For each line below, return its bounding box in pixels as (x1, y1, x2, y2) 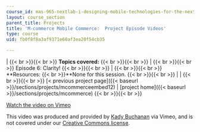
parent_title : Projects (6, 20, 65, 26)
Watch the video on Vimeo (6, 102, 71, 108)
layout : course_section (6, 14, 65, 20)
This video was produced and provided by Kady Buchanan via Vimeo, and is (6, 113, 193, 120)
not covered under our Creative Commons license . (6, 119, 130, 126)
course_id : (6, 8, 33, 15)
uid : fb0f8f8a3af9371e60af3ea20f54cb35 (6, 36, 105, 42)
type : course (6, 31, 39, 37)
